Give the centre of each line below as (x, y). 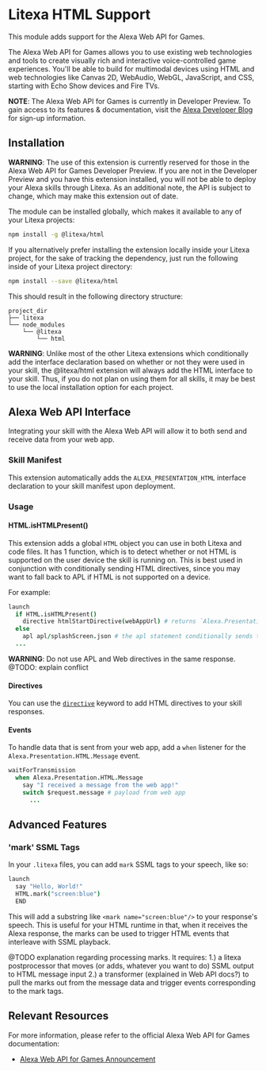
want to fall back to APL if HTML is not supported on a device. (110, 577)
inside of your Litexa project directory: (70, 266)
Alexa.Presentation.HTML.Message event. (74, 756)
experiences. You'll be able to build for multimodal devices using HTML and (131, 68)
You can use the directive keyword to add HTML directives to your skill (125, 703)
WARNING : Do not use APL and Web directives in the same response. (122, 659)
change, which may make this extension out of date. (93, 195)
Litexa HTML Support (80, 15)
